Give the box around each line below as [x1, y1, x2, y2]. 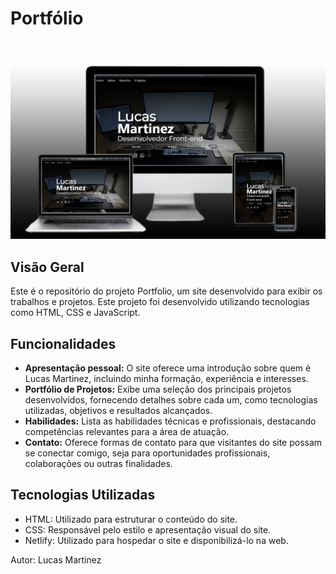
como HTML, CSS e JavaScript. [10, 307, 141, 319]
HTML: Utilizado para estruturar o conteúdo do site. [24, 513, 238, 525]
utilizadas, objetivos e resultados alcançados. [24, 405, 213, 417]
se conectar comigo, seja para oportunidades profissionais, [24, 447, 271, 459]
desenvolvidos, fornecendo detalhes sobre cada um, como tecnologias [24, 394, 318, 406]
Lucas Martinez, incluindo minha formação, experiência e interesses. [24, 373, 309, 385]
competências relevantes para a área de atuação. [24, 426, 230, 438]
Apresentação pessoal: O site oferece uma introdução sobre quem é [24, 362, 312, 374]
